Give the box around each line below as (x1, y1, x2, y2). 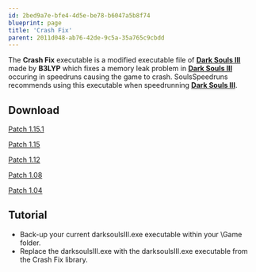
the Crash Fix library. (19, 255, 89, 264)
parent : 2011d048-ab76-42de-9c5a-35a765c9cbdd (8, 33, 165, 42)
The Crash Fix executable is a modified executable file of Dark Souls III (8, 55, 241, 65)
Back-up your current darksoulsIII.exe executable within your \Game (19, 229, 243, 239)
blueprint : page (8, 19, 62, 27)
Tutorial (8, 209, 48, 222)
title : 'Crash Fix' (8, 26, 73, 34)
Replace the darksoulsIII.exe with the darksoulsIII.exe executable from (19, 246, 248, 255)
